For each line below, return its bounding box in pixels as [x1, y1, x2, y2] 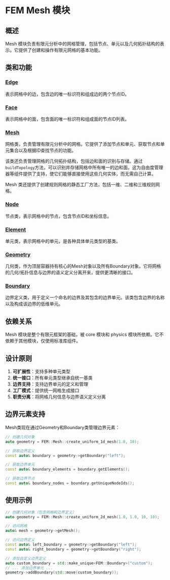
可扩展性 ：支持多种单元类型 [12, 368, 71, 375]
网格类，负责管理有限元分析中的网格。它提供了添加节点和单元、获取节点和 [5, 141, 160, 147]
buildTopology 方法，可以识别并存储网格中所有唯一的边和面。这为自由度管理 [5, 164, 163, 171]
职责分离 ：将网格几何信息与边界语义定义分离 [12, 394, 106, 400]
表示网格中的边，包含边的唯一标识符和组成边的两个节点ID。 [5, 91, 130, 97]
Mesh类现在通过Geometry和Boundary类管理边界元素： [5, 424, 120, 430]
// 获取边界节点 [5, 476, 35, 481]
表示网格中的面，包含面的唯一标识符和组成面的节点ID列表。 [5, 116, 130, 122]
